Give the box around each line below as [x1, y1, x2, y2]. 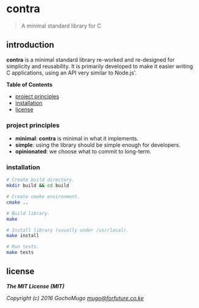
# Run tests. [6, 244, 40, 250]
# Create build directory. [6, 177, 75, 183]
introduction [6, 40, 55, 50]
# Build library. [6, 210, 51, 216]
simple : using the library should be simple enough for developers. [15, 141, 181, 148]
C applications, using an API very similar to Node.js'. [6, 69, 137, 76]
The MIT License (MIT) [6, 282, 65, 290]
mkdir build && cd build [6, 183, 69, 189]
